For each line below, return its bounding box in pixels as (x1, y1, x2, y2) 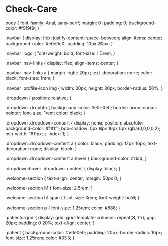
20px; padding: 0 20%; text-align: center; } (5, 220, 95, 226)
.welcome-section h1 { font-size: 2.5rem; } (5, 185, 93, 191)
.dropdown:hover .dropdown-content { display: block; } (5, 165, 121, 171)
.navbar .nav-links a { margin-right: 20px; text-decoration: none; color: (5, 69, 153, 76)
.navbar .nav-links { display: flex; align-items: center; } (5, 60, 119, 66)
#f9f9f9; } (18, 25, 40, 31)
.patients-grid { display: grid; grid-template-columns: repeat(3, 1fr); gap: (5, 214, 156, 220)
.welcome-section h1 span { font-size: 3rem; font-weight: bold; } (5, 194, 140, 200)
